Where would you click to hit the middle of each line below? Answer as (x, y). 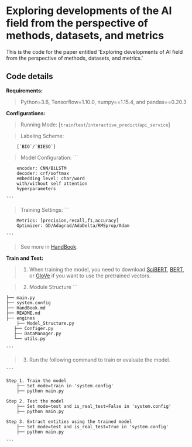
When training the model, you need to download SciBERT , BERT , (107, 269)
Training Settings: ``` (45, 209)
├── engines (20, 318)
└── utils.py (30, 338)
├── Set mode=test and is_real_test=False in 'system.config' (94, 406)
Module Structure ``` (53, 287)
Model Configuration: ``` (49, 157)
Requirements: (24, 90)
